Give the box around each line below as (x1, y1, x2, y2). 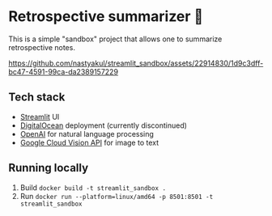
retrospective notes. (8, 42, 75, 52)
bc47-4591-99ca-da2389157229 (8, 66, 119, 76)
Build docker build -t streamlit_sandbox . (19, 182, 167, 193)
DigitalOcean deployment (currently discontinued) (19, 121, 188, 130)
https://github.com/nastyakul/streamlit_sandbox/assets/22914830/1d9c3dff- (8, 58, 264, 68)
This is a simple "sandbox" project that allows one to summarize (8, 34, 223, 44)
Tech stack (8, 91, 66, 104)
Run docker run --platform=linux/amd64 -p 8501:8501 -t (19, 191, 214, 201)
